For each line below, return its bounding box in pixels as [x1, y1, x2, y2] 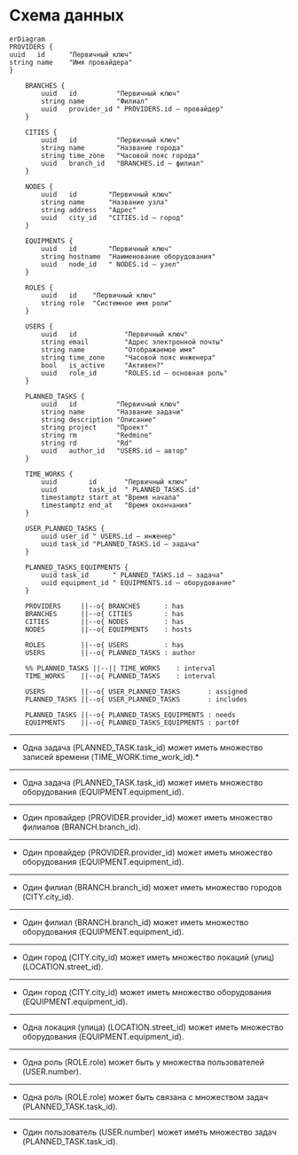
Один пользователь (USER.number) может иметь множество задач [21, 1127, 278, 1137]
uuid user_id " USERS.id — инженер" [41, 532, 176, 541]
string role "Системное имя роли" [41, 298, 173, 307]
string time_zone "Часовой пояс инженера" [41, 352, 216, 362]
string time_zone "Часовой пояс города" [41, 151, 200, 160]
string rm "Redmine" [41, 431, 153, 439]
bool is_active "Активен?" [41, 360, 165, 369]
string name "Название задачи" [41, 407, 184, 416]
